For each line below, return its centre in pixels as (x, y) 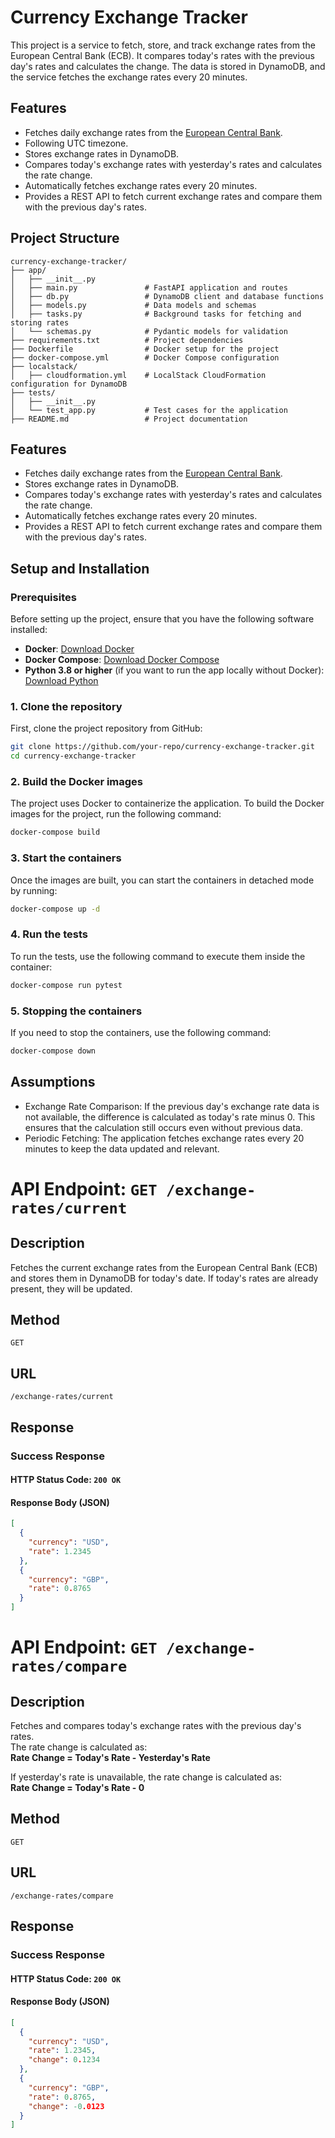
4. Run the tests (49, 934)
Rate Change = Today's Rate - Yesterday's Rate (110, 1758)
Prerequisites (43, 597)
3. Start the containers (66, 858)
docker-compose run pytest (66, 985)
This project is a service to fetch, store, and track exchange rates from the (163, 45)
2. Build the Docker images (77, 782)
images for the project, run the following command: (116, 814)
